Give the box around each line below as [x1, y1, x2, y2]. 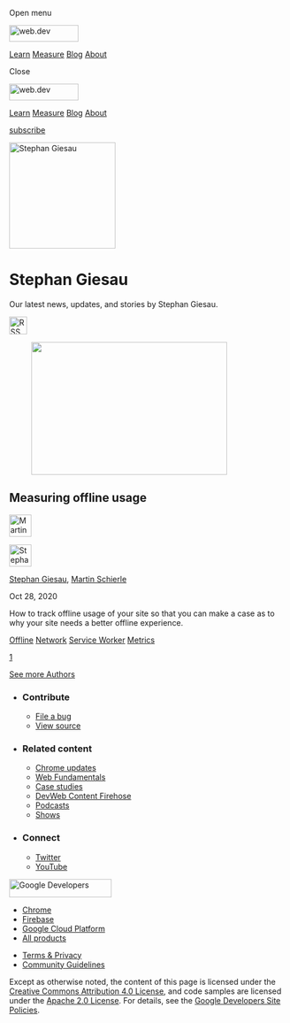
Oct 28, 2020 [9, 590, 57, 601]
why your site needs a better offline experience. [9, 617, 184, 627]
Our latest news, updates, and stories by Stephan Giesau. [9, 298, 218, 309]
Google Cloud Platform [21, 923, 106, 934]
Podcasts [34, 800, 70, 811]
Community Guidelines [21, 959, 105, 970]
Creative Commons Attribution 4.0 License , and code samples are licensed [9, 986, 282, 996]
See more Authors [9, 668, 75, 680]
